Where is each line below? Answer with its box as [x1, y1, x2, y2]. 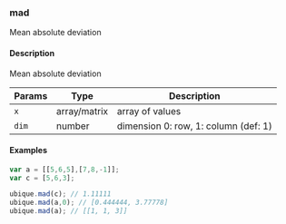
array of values [116, 104, 182, 117]
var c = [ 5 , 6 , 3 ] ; [9, 173, 75, 182]
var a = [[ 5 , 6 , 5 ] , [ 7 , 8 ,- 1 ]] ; [9, 165, 120, 174]
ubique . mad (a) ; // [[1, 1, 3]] [9, 207, 128, 216]
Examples [9, 145, 48, 156]
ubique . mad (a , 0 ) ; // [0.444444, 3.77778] [9, 198, 169, 208]
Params [14, 89, 48, 102]
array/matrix [55, 104, 109, 117]
